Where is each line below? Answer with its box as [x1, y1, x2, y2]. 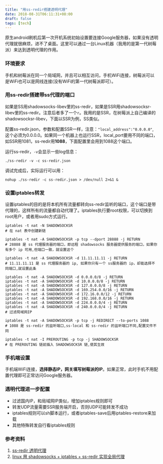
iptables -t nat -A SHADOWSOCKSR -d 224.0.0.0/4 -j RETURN [5, 300, 127, 305]
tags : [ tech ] [5, 20, 32, 26]
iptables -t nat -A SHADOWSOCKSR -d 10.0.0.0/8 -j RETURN [5, 279, 125, 284]
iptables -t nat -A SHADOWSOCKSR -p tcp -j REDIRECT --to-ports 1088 [5, 318, 149, 323]
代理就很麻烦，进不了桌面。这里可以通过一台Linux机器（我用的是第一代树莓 [5, 41, 157, 47]
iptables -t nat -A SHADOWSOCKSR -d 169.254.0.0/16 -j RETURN [5, 288, 134, 293]
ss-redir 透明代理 [12, 447, 47, 453]
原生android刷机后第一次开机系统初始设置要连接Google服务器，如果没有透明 [5, 35, 159, 40]
